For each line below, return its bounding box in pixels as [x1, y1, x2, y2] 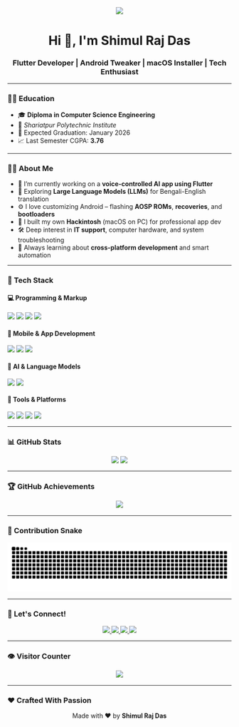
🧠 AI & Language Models [7, 362, 81, 371]
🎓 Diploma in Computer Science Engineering [17, 110, 155, 119]
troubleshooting [17, 236, 65, 244]
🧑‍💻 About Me [7, 163, 53, 173]
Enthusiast [100, 67, 139, 77]
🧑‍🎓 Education [7, 93, 55, 103]
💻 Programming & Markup [7, 293, 87, 302]
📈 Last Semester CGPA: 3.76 [17, 136, 105, 145]
